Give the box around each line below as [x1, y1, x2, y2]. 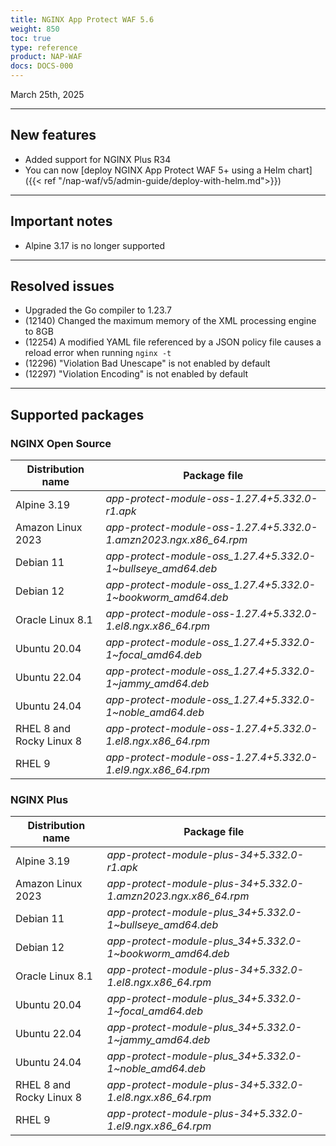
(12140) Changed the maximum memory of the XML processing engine [24, 315, 317, 327]
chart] [287, 164, 313, 176]
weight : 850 [10, 24, 60, 34]
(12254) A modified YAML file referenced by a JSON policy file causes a [24, 336, 322, 348]
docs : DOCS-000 [10, 61, 74, 71]
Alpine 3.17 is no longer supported [24, 239, 166, 251]
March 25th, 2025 [10, 89, 85, 100]
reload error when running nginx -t [24, 347, 172, 359]
